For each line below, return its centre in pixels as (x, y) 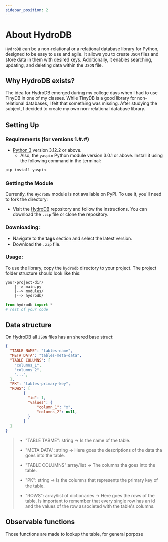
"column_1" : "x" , (55, 407)
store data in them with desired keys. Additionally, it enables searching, (79, 59)
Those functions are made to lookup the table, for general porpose (74, 534)
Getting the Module (29, 183)
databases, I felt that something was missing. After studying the (91, 103)
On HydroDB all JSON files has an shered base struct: (60, 337)
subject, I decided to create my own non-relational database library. (75, 109)
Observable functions (40, 522)
